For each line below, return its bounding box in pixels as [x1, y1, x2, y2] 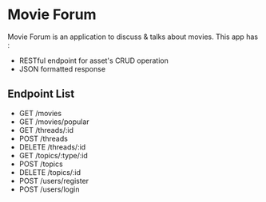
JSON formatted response [18, 64, 105, 73]
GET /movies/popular [18, 117, 89, 126]
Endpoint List [7, 87, 75, 101]
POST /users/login [18, 185, 80, 194]
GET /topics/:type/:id [18, 150, 89, 160]
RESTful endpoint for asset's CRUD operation [18, 56, 169, 65]
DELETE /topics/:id [18, 167, 81, 177]
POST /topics [18, 159, 63, 169]
